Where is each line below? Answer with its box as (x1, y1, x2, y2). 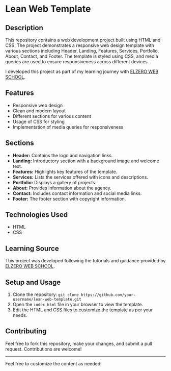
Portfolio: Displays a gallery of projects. (12, 179, 97, 185)
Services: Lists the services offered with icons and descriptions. (12, 174, 149, 180)
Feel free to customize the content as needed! (5, 360, 102, 366)
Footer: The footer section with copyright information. (12, 195, 126, 202)
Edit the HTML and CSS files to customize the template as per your (12, 307, 153, 313)
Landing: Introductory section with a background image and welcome (12, 158, 159, 164)
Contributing (5, 327, 47, 336)
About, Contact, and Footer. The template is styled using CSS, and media (5, 53, 159, 59)
